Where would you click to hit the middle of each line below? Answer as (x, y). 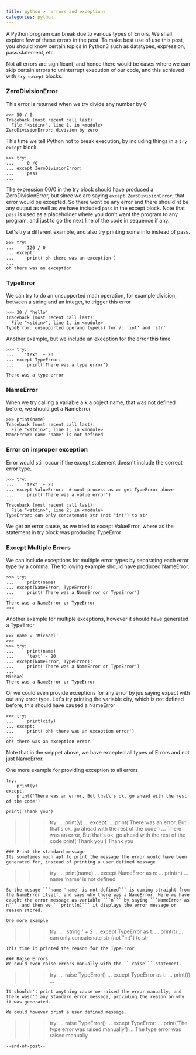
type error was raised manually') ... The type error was (115, 1029)
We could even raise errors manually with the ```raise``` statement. (94, 964)
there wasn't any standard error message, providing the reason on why (95, 996)
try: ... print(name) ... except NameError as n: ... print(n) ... (119, 873)
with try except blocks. (35, 76)
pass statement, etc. (31, 52)
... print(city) (31, 721)
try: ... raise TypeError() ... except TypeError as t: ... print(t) (120, 974)
